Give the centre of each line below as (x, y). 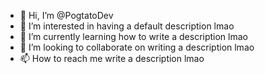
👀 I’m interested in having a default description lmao (127, 26)
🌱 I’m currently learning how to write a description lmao (133, 36)
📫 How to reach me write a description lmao (112, 58)
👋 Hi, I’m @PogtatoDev (66, 15)
